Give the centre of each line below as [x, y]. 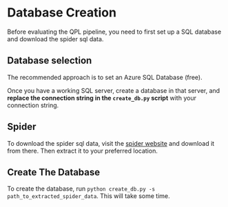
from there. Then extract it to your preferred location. [83, 151]
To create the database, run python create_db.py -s [81, 189]
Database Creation [62, 13]
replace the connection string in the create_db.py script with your [102, 98]
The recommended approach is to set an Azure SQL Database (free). [105, 77]
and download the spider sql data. [55, 39]
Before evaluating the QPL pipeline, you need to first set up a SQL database [114, 32]
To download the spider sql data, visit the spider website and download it [111, 143]
